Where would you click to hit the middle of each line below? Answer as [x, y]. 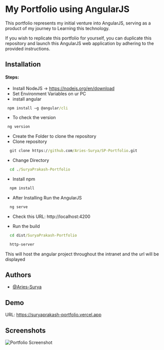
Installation [23, 64]
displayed [15, 259]
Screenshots [25, 330]
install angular [27, 99]
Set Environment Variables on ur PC [49, 93]
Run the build [26, 226]
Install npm [24, 179]
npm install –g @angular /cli [38, 108]
